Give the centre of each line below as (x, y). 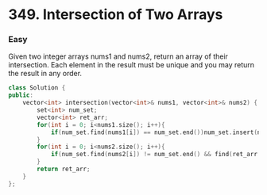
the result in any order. (45, 74)
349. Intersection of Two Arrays (116, 15)
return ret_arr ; (64, 169)
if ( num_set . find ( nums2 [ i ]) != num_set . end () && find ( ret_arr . (156, 155)
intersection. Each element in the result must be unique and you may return (132, 65)
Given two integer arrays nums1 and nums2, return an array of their (118, 56)
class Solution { (37, 88)
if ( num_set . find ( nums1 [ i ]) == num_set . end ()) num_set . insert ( (154, 132)
